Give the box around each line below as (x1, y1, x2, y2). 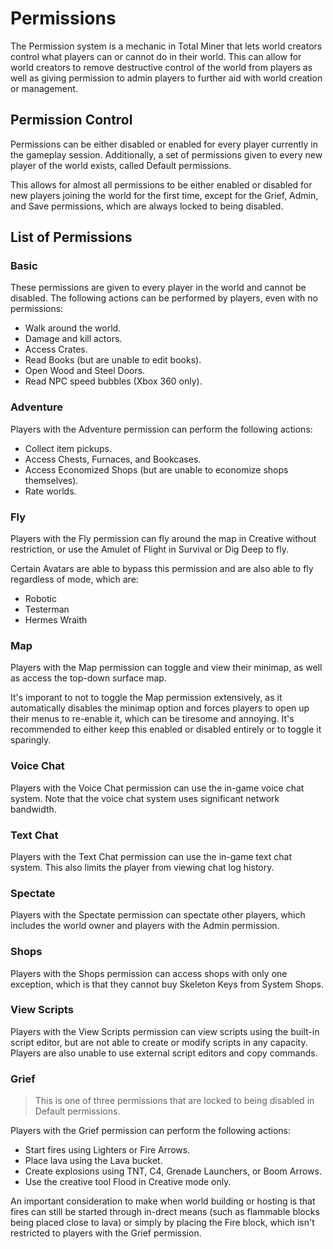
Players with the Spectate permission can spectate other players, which (10, 909, 306, 921)
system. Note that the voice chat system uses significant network (10, 792, 280, 804)
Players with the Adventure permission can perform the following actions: (10, 423, 313, 435)
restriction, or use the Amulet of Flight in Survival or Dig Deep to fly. (10, 543, 289, 556)
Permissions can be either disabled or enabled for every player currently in (10, 138, 319, 150)
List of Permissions (10, 229, 133, 246)
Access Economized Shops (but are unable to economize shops (24, 463, 289, 476)
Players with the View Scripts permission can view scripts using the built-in (10, 1025, 320, 1037)
